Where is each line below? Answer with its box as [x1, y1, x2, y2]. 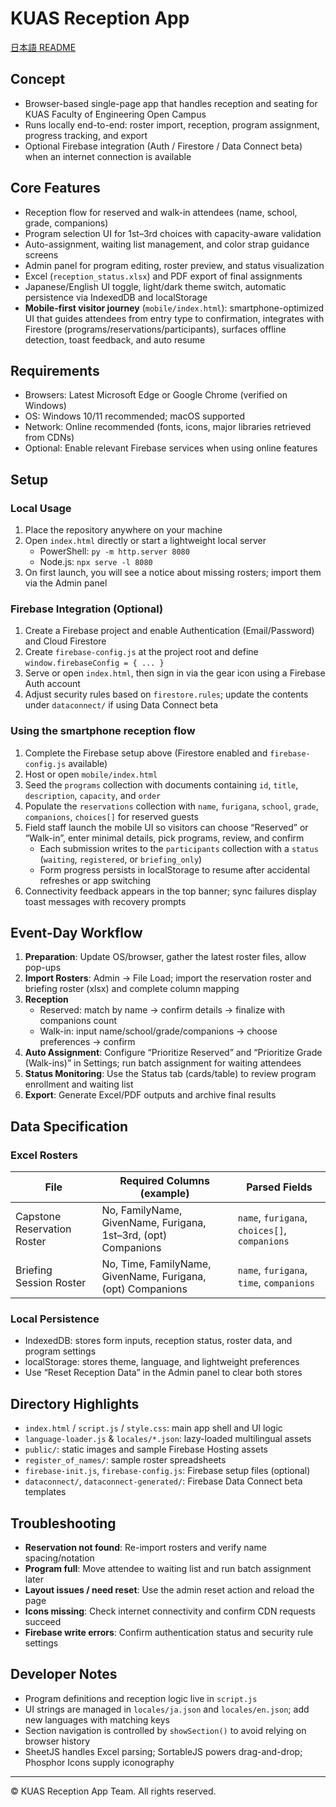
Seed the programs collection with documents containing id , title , [24, 778, 299, 791]
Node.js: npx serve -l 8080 [39, 556, 153, 568]
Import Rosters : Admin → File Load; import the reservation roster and [24, 972, 312, 984]
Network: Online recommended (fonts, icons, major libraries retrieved [24, 421, 312, 433]
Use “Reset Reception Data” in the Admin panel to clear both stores [24, 1367, 303, 1379]
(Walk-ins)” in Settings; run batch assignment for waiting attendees [24, 1057, 302, 1069]
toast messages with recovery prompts [24, 895, 187, 907]
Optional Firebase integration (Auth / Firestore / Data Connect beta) [24, 140, 303, 152]
